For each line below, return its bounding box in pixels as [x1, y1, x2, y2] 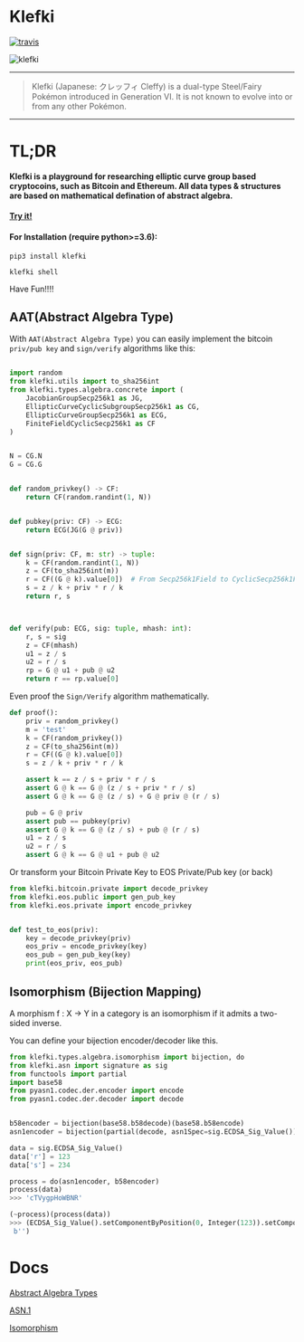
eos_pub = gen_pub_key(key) [25, 950, 131, 960]
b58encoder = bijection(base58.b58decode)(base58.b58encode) [9, 1119, 245, 1128]
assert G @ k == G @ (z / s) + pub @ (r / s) [25, 825, 201, 834]
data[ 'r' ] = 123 [9, 1152, 71, 1161]
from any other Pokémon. [31, 100, 127, 111]
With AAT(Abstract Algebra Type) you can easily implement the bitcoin [9, 333, 273, 345]
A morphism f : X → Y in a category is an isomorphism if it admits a [9, 1007, 259, 1019]
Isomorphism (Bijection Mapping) [9, 984, 202, 999]
